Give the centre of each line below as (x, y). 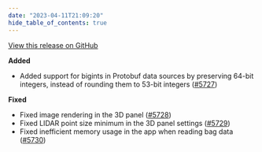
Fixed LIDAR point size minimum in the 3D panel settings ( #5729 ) (125, 123)
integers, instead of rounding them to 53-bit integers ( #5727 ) (118, 84)
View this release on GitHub (53, 45)
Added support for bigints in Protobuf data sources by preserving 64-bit (137, 76)
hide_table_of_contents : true (58, 23)
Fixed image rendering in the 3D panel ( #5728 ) (95, 114)
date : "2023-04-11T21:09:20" (56, 15)
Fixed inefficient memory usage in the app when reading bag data (126, 132)
